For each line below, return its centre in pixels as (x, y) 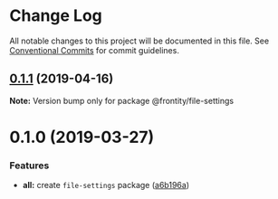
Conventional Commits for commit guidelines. (94, 50)
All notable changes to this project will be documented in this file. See (139, 41)
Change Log (56, 16)
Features (29, 166)
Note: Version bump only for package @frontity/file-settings (121, 100)
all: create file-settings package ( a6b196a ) (106, 185)
